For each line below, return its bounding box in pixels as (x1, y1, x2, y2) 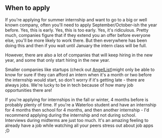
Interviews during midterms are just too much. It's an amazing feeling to (5, 117, 149, 123)
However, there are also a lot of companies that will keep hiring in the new (5, 52, 153, 58)
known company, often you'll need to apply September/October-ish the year (5, 22, 158, 28)
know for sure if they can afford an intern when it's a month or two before (5, 71, 152, 77)
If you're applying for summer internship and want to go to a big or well (5, 17, 147, 22)
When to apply (5, 4, 50, 12)
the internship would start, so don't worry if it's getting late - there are (5, 77, 145, 83)
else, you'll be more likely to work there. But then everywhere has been (5, 37, 147, 43)
